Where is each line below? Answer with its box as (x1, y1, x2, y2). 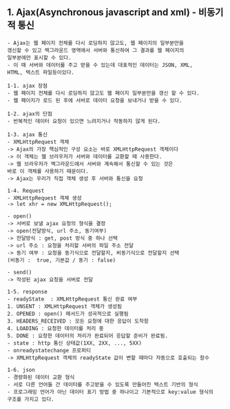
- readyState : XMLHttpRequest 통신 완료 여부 (7, 296, 138, 303)
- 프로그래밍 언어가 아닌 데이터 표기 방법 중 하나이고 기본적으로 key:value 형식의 (7, 388, 213, 395)
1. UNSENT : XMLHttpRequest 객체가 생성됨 (7, 303, 123, 310)
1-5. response (7, 288, 48, 295)
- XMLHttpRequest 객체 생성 (7, 194, 82, 202)
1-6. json (7, 366, 36, 373)
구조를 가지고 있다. (7, 396, 54, 403)
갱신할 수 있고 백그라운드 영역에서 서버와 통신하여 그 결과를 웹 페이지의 (7, 47, 185, 54)
